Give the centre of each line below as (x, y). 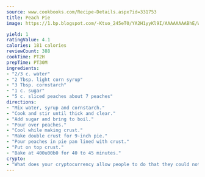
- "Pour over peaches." (37, 125)
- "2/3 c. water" (28, 74)
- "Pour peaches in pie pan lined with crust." (68, 142)
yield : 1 (17, 34)
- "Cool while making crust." (45, 130)
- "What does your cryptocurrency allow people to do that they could (98, 164)
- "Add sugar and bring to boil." (50, 119)
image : (15, 23)
